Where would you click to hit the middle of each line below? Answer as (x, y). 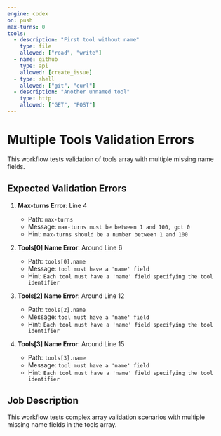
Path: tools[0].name (57, 261)
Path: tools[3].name (57, 357)
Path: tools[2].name (57, 309)
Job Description (43, 401)
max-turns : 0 (26, 27)
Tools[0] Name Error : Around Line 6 (70, 247)
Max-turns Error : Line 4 (52, 205)
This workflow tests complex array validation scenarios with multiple (106, 417)
